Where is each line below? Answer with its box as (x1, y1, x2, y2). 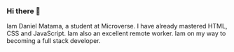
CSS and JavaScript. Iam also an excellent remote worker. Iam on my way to (6, 29, 226, 37)
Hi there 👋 (6, 6, 41, 16)
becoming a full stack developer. (6, 37, 101, 45)
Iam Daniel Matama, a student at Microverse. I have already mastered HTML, (6, 22, 228, 31)
